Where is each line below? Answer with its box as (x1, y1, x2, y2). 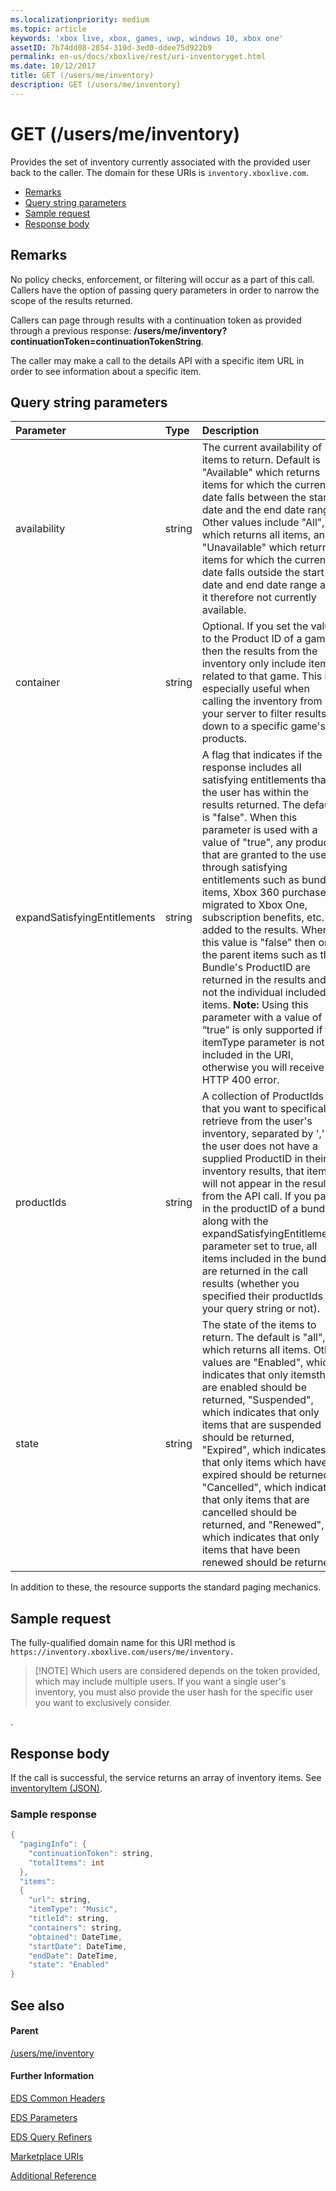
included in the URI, (201, 1048, 294, 1062)
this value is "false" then (201, 936, 317, 950)
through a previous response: (10, 324, 132, 336)
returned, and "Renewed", (201, 1518, 325, 1532)
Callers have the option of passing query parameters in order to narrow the (10, 284, 320, 296)
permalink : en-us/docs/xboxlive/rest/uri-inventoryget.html (10, 52, 267, 62)
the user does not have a (201, 1139, 319, 1153)
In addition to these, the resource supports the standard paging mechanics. (10, 1581, 322, 1593)
